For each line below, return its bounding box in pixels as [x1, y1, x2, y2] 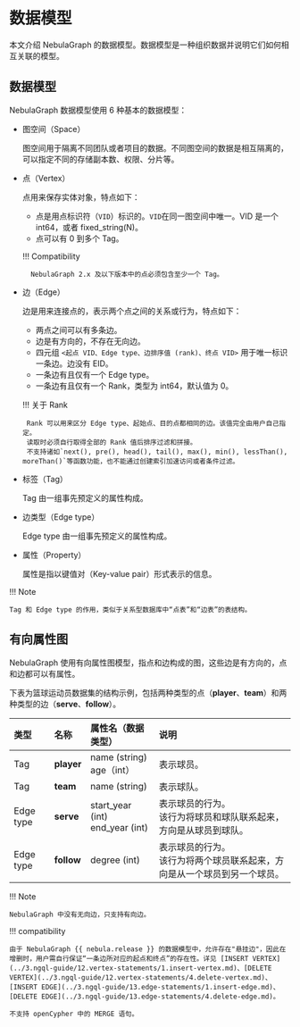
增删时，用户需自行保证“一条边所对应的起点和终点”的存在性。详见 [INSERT [9, 954, 249, 963]
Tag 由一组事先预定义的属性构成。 [21, 492, 149, 503]
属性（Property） [21, 549, 87, 560]
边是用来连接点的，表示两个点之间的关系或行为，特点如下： [21, 305, 242, 316]
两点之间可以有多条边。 [35, 324, 122, 335]
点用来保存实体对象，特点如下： [21, 191, 140, 202]
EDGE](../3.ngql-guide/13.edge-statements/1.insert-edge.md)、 [41, 982, 280, 991]
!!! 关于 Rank [21, 399, 69, 410]
